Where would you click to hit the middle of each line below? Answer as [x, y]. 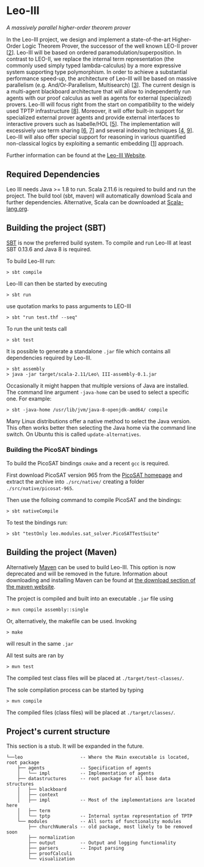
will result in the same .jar [40, 643]
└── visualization [52, 859]
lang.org [17, 208]
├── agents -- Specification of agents [84, 768]
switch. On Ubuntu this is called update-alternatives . [74, 434]
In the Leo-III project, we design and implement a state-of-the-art [89, 39]
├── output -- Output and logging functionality [102, 843]
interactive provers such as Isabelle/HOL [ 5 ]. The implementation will [93, 124]
